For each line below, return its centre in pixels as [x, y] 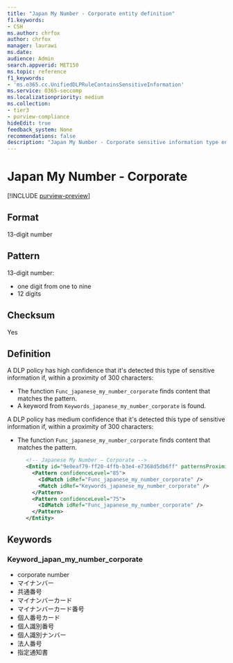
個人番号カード [38, 617]
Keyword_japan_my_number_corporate [75, 560]
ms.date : [20, 53]
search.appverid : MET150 [43, 65]
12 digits [29, 293]
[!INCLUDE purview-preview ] [49, 196]
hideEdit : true [29, 123]
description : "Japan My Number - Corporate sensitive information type [113, 143]
